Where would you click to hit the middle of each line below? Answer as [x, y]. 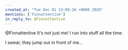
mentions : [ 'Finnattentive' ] [35, 14]
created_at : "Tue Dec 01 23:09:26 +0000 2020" [54, 10]
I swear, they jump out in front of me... [44, 43]
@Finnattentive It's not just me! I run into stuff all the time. [64, 33]
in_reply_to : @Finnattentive [35, 19]
